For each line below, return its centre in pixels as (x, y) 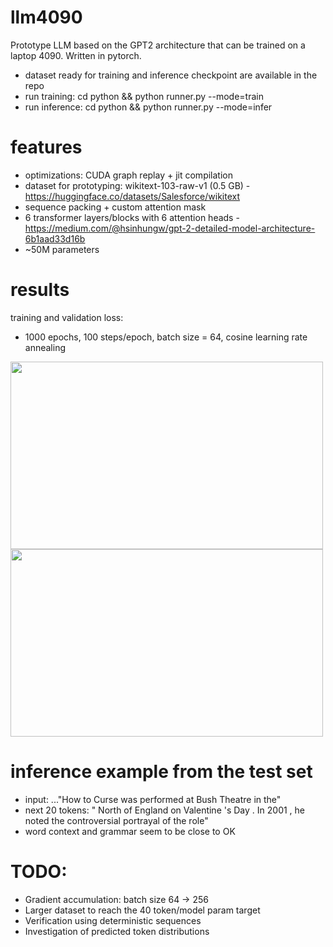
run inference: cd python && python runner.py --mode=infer (148, 107)
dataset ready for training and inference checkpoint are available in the (171, 75)
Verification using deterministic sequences (113, 920)
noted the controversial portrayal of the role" (116, 820)
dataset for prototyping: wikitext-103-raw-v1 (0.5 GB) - (137, 185)
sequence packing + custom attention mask (115, 207)
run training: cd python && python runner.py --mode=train (144, 96)
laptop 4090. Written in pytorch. (76, 55)
